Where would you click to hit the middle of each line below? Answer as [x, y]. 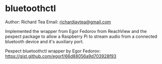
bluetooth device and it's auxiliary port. [45, 41]
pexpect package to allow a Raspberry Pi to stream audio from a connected [81, 36]
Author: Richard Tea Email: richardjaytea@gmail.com [58, 22]
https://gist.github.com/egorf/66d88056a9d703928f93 [61, 56]
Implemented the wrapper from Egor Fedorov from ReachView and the [76, 31]
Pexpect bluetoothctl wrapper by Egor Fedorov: [53, 51]
